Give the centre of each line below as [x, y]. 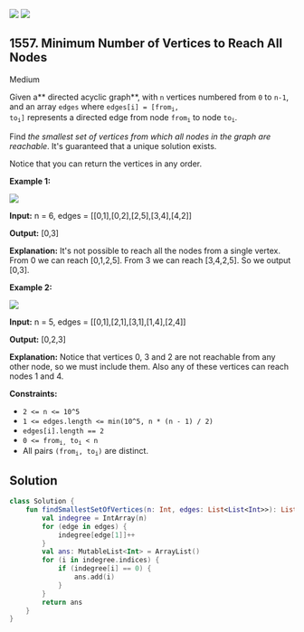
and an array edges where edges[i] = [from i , [94, 107]
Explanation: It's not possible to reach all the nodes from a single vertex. [145, 250]
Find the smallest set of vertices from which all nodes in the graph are [140, 137]
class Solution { [42, 502]
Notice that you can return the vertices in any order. [106, 164]
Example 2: [31, 287]
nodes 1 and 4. [37, 376]
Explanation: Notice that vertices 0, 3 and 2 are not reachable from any [142, 356]
